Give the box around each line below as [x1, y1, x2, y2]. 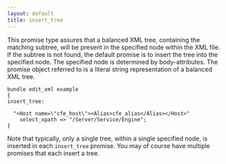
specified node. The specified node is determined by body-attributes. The [7, 57, 218, 66]
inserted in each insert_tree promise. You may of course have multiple [7, 141, 211, 149]
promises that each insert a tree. [7, 149, 100, 157]
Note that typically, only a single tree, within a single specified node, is [7, 134, 208, 143]
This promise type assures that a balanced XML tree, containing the [7, 35, 200, 44]
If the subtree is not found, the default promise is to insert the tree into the [7, 50, 218, 59]
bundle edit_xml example [7, 86, 79, 93]
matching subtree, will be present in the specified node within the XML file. [7, 43, 220, 51]
